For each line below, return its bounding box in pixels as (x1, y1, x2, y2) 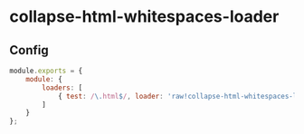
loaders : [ (42, 83, 83, 92)
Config (9, 43, 49, 58)
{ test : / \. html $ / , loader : (57, 91, 165, 100)
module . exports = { (9, 66, 83, 75)
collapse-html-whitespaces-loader (9, 6, 280, 27)
